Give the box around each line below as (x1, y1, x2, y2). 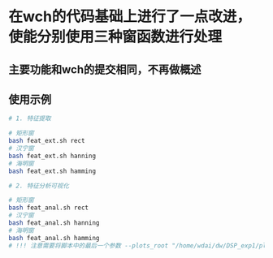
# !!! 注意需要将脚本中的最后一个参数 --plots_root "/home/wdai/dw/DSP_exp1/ (8, 241, 260, 250)
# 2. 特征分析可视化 (8, 182, 70, 190)
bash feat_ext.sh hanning (8, 152, 96, 160)
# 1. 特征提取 (8, 114, 51, 123)
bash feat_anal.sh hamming (8, 234, 100, 242)
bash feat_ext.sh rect (8, 137, 85, 145)
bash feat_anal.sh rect (8, 204, 89, 212)
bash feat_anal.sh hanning (8, 219, 100, 227)
